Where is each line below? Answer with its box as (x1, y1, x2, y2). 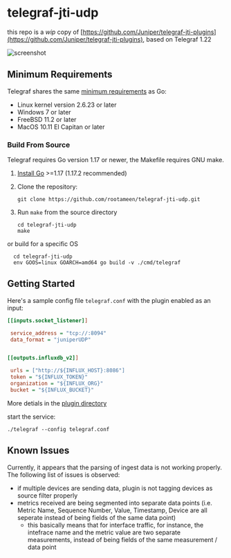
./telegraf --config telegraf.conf (7, 426, 110, 433)
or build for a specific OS (7, 240, 78, 248)
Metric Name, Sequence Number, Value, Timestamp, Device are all (17, 506, 207, 514)
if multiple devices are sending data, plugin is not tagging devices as (17, 484, 213, 492)
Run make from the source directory (17, 208, 118, 216)
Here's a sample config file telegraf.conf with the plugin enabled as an (7, 296, 211, 304)
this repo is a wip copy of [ (7, 28, 83, 36)
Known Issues (7, 445, 70, 457)
